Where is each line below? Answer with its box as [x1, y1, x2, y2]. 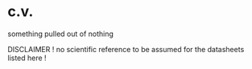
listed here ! [7, 53, 47, 63]
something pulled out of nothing [7, 29, 114, 39]
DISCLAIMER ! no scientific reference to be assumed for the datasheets [7, 44, 245, 54]
